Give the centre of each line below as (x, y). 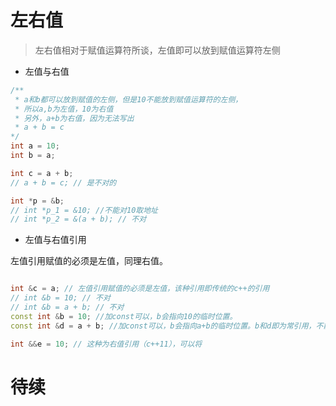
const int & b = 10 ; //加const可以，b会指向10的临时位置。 (124, 316)
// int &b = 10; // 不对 (60, 298)
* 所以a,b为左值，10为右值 (64, 109)
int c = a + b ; (42, 173)
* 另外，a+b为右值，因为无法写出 (74, 118)
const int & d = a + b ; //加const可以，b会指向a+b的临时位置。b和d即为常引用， (163, 326)
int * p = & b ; (37, 201)
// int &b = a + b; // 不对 (67, 307)
